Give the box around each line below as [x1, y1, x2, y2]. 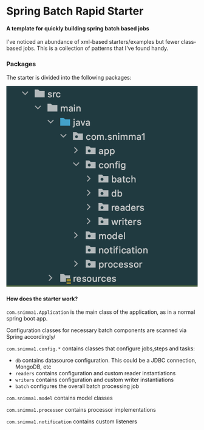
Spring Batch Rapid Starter [6, 4, 144, 18]
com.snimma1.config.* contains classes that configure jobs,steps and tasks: [6, 345, 195, 352]
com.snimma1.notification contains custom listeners [6, 418, 138, 425]
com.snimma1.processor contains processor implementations [6, 406, 157, 414]
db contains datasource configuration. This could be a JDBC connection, [15, 357, 197, 364]
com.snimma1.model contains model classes [6, 394, 114, 402]
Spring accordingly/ [6, 333, 56, 341]
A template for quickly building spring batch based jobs [6, 24, 150, 32]
